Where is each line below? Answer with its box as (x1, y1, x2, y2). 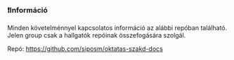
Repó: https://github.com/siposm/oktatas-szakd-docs (7, 45, 163, 53)
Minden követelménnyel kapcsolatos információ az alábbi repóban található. (7, 24, 228, 32)
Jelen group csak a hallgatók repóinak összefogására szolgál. (7, 31, 186, 40)
